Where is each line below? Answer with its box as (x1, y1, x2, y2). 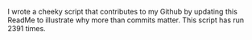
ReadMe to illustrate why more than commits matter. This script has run (7, 15, 245, 25)
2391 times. (7, 24, 46, 33)
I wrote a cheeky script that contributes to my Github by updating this (7, 7, 238, 16)
